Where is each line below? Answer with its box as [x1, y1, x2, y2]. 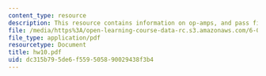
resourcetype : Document [8, 41, 87, 49]
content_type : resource [8, 11, 87, 20]
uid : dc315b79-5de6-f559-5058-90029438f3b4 [8, 56, 154, 64]
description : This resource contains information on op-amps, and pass [8, 19, 249, 27]
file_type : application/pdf [8, 33, 101, 42]
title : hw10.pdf [8, 48, 62, 56]
